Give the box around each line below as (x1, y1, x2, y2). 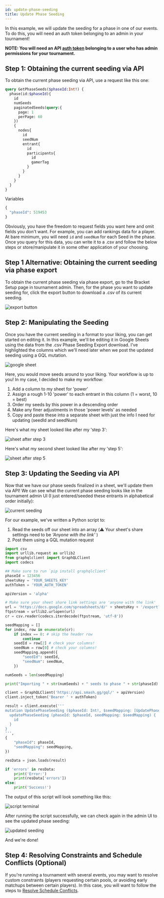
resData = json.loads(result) (5, 758, 67, 763)
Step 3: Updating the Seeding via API (5, 469, 120, 478)
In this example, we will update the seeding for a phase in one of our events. (5, 25, 159, 31)
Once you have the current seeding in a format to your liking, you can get (5, 331, 152, 337)
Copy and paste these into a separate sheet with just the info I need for (12, 412, 155, 418)
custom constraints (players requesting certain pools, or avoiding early (5, 877, 147, 883)
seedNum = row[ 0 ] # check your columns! (14, 645, 97, 651)
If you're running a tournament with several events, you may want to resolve (5, 872, 158, 877)
